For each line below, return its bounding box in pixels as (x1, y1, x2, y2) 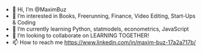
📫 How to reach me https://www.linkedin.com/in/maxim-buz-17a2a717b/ (12, 39, 196, 46)
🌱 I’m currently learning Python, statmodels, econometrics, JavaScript (12, 25, 189, 32)
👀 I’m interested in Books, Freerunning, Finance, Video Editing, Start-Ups (12, 12, 196, 20)
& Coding (12, 19, 36, 26)
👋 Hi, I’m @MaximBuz (12, 6, 67, 13)
